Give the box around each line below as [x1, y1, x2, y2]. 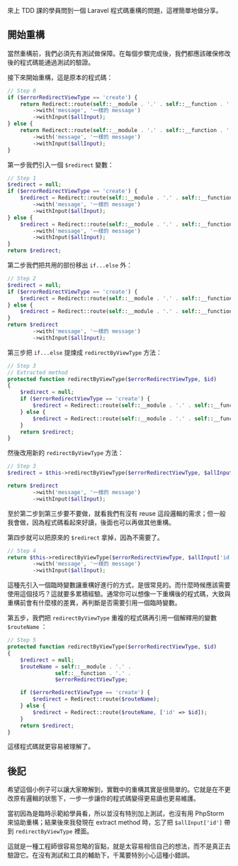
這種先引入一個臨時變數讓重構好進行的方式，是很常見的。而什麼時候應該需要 [7, 581, 231, 589]
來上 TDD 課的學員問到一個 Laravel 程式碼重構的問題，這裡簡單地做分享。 [7, 6, 222, 14]
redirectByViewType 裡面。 [15, 827, 93, 835]
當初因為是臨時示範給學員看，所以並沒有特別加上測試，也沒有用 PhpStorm [7, 809, 225, 818]
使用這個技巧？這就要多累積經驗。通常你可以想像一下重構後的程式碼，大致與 [7, 590, 231, 598]
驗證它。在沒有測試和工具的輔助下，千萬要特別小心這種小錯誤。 [7, 851, 193, 860]
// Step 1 [7, 175, 37, 182]
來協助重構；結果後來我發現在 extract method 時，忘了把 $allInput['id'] [7, 818, 223, 827]
